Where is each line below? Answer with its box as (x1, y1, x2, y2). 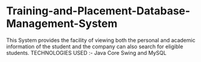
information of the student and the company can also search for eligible (6, 43, 184, 50)
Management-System (6, 17, 118, 30)
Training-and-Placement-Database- (6, 4, 191, 18)
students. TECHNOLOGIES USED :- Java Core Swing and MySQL (6, 49, 167, 56)
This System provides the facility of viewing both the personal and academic (6, 36, 196, 44)
